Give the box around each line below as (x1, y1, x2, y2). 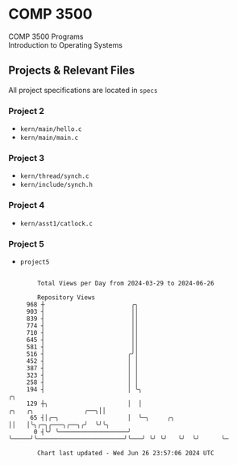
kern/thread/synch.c (19, 172, 89, 180)
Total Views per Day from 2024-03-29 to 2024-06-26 (37, 279, 215, 287)
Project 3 (8, 152, 45, 163)
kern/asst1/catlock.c (19, 219, 93, 227)
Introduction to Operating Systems (8, 40, 123, 49)
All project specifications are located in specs (8, 85, 158, 95)
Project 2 (8, 105, 44, 116)
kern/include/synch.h (19, 181, 93, 189)
